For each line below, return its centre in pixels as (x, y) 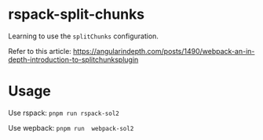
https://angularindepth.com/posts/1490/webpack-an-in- (164, 51)
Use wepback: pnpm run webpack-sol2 (71, 127)
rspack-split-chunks (77, 14)
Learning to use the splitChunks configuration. (84, 36)
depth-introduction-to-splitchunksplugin (73, 59)
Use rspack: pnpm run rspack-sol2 (64, 113)
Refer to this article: (40, 51)
